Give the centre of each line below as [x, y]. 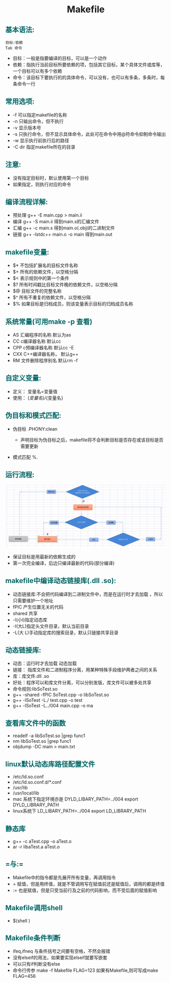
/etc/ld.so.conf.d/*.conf [37, 782]
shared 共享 [25, 613]
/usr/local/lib [26, 793]
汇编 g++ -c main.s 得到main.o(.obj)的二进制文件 [64, 228]
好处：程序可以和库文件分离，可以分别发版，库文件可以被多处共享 [82, 683]
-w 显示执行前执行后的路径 [41, 140]
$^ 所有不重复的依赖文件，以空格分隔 [52, 298]
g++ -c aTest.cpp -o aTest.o [42, 841]
